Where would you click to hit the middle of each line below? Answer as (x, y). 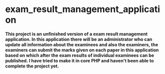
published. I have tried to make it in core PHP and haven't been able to (80, 60)
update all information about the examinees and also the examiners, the (82, 44)
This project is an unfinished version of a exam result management (76, 34)
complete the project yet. (32, 66)
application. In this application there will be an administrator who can (79, 39)
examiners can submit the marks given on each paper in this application (82, 50)
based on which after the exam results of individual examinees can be (80, 55)
